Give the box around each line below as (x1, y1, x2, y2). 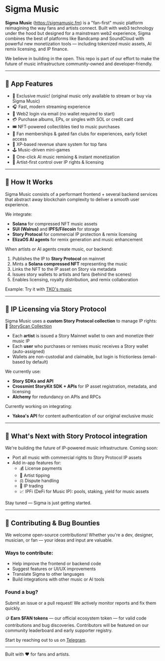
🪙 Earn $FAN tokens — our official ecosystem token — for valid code (5, 615, 147, 621)
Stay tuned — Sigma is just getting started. (5, 500, 92, 506)
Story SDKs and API (12, 378, 54, 384)
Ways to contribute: (5, 549, 54, 556)
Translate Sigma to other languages (12, 571, 84, 577)
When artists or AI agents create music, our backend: (5, 246, 113, 252)
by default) (26, 359, 48, 365)
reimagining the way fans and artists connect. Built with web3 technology (5, 25, 154, 31)
